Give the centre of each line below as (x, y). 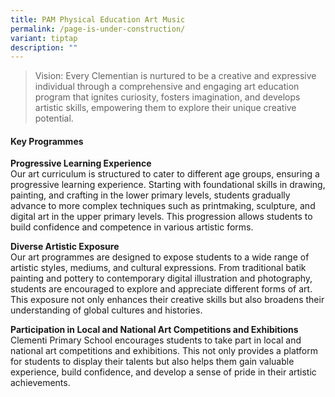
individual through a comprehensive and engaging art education (167, 87)
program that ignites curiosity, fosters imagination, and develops (167, 97)
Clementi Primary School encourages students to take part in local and (156, 340)
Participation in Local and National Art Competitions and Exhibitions (154, 330)
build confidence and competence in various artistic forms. (132, 227)
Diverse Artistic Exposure (65, 247)
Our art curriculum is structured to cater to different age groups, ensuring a (165, 174)
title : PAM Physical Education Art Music (98, 19)
